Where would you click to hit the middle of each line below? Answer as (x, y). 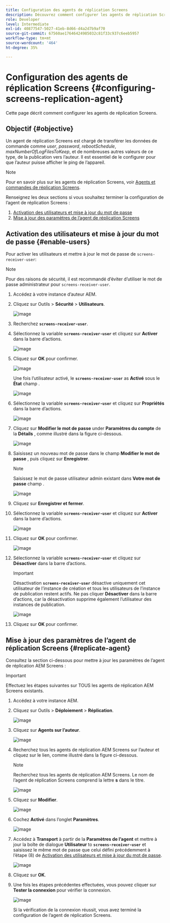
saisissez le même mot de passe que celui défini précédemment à (82, 850)
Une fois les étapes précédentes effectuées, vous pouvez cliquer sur (85, 885)
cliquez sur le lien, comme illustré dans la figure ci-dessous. (75, 755)
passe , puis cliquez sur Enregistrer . (51, 459)
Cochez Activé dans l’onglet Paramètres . (56, 819)
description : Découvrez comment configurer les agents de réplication (81, 15)
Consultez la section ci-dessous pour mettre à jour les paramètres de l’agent (85, 660)
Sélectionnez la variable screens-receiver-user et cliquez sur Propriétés (89, 403)
